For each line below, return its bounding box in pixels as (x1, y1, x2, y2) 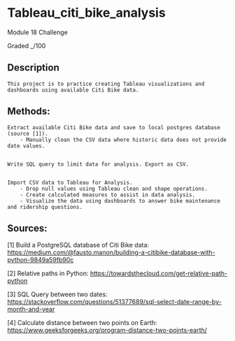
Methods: (7, 106, 50, 117)
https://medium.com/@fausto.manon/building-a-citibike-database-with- (7, 248, 215, 256)
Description (7, 61, 59, 74)
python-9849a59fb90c (7, 256, 74, 264)
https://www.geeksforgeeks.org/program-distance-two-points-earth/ (7, 326, 208, 335)
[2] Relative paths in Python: (7, 269, 89, 277)
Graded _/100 (7, 41, 46, 50)
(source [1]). (7, 130, 49, 137)
